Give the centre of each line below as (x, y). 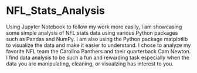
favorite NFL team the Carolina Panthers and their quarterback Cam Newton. (98, 51)
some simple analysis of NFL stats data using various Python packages (92, 32)
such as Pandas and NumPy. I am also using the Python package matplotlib (97, 39)
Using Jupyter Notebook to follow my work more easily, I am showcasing (94, 27)
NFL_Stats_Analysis (56, 11)
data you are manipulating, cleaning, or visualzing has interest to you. (90, 63)
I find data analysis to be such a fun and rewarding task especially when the (98, 57)
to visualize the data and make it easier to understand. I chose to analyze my (98, 45)
